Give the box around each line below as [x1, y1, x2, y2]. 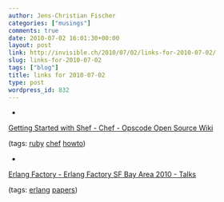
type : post [8, 78, 45, 86]
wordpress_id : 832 [8, 85, 70, 94]
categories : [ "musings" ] [8, 19, 91, 27]
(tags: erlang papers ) [8, 185, 78, 195]
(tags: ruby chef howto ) [8, 139, 86, 149]
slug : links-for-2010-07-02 [8, 57, 102, 65]
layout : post [8, 42, 52, 50]
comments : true [8, 26, 59, 34]
